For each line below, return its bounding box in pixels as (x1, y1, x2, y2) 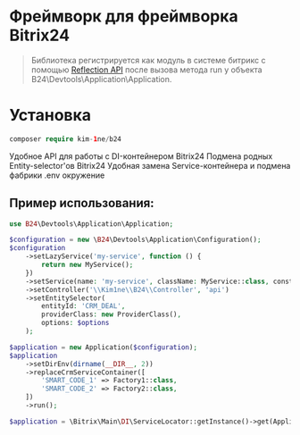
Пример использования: (9, 196, 154, 211)
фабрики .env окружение (9, 170, 105, 180)
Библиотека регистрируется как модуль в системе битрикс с (30, 54, 266, 65)
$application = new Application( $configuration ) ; (9, 342, 198, 352)
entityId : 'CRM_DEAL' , (41, 302, 126, 311)
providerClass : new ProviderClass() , (41, 310, 181, 319)
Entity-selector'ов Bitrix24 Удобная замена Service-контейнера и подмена (9, 160, 291, 171)
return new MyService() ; (41, 261, 134, 270)
